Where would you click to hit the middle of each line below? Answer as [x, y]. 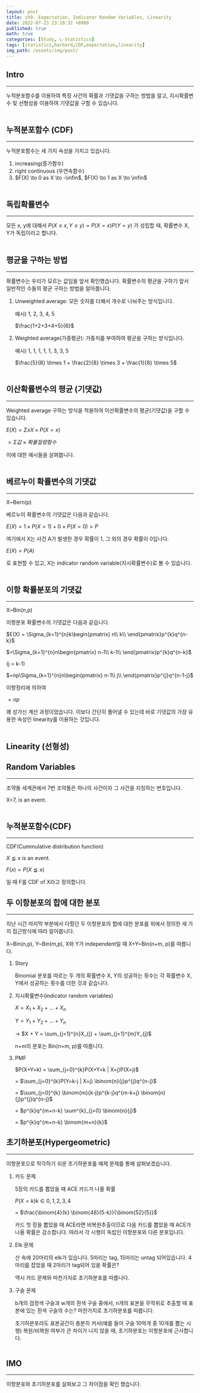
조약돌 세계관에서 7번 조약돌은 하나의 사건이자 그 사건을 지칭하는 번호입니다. [94, 788]
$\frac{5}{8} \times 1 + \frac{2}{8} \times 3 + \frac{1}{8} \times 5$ [96, 363]
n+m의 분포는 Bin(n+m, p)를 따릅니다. [59, 1046]
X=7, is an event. [26, 800]
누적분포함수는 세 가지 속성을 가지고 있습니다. [59, 151]
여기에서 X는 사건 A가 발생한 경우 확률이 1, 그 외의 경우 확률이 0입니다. [87, 538]
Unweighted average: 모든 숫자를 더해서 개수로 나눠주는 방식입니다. [94, 301]
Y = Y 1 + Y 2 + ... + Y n [40, 1021]
